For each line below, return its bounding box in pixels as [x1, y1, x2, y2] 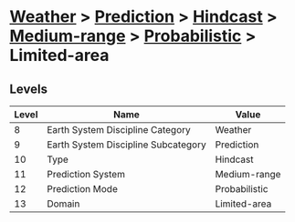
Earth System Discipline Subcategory [47, 138, 207, 151]
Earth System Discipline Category [47, 124, 192, 136]
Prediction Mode [47, 183, 119, 195]
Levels [9, 81, 48, 96]
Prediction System [47, 168, 126, 180]
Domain [47, 197, 80, 210]
